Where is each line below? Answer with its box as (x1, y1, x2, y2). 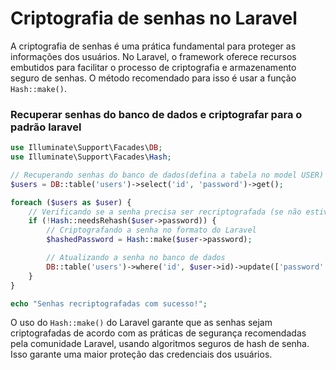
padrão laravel (10, 120, 82, 134)
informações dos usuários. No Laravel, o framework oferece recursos (10, 50, 297, 62)
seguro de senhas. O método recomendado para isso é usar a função (10, 72, 297, 84)
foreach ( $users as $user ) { (10, 197, 132, 207)
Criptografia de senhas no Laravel (10, 7, 298, 30)
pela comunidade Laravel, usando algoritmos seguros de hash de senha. (10, 338, 310, 350)
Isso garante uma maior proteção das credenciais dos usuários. (10, 348, 273, 361)
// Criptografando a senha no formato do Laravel (46, 225, 257, 236)
